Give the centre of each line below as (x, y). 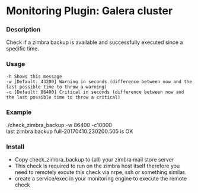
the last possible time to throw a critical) (63, 97)
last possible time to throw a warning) (57, 87)
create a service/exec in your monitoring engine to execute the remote (101, 179)
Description (23, 30)
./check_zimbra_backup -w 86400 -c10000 (59, 125)
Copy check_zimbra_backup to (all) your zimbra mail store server (94, 160)
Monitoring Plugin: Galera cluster (90, 11)
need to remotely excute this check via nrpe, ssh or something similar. (100, 172)
